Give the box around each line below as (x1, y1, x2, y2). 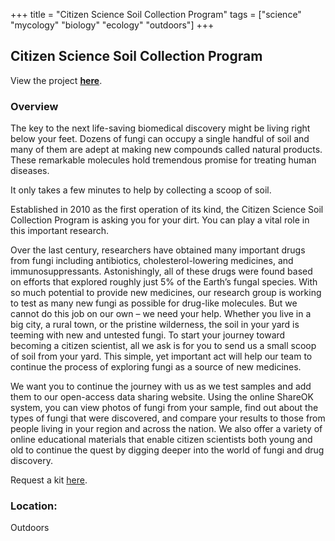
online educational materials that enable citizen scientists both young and (10, 434, 313, 446)
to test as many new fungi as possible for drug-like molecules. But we (10, 297, 298, 309)
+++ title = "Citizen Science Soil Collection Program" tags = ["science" (10, 9, 302, 20)
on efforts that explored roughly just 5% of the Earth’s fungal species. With (10, 276, 318, 288)
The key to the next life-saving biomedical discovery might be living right (10, 122, 311, 134)
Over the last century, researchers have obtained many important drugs (10, 244, 306, 256)
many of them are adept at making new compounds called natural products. (10, 144, 323, 156)
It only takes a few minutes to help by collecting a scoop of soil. (10, 184, 272, 196)
